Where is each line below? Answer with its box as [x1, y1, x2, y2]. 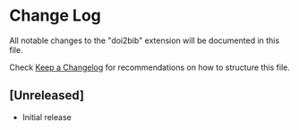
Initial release [21, 111, 72, 122]
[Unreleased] [9, 88, 85, 103]
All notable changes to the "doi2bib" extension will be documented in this [9, 35, 280, 46]
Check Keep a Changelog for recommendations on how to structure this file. [9, 62, 291, 73]
